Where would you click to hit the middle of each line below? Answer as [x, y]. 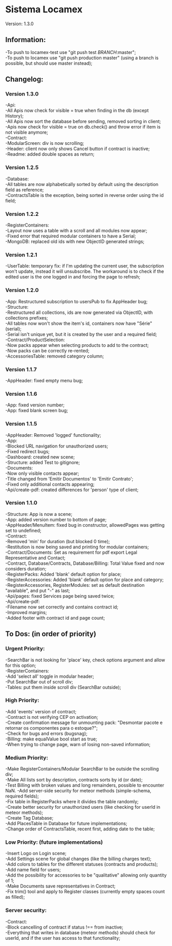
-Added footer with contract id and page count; [55, 618]
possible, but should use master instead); [49, 63]
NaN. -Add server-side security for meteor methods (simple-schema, [78, 791]
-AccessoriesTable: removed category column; [55, 356]
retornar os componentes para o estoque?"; [52, 728]
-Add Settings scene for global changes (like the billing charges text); [79, 859]
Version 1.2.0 [22, 290]
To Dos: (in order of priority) [51, 634]
